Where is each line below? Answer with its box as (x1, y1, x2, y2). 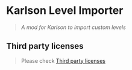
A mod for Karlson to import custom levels (20, 24, 127, 31)
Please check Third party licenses (20, 57, 105, 64)
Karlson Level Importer (6, 4, 124, 17)
